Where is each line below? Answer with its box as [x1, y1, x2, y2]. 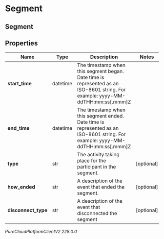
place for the [77, 157, 106, 164]
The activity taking [77, 151, 120, 158]
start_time [7, 80, 32, 87]
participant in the [77, 164, 116, 170]
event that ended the [77, 184, 125, 191]
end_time [7, 125, 30, 132]
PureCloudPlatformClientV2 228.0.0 [5, 229, 77, 235]
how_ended [7, 184, 35, 191]
